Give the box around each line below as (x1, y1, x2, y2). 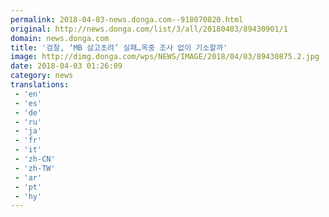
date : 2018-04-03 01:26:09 (10, 61, 123, 71)
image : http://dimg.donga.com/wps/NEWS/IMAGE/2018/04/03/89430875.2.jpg (10, 52, 320, 62)
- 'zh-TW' (14, 163, 56, 173)
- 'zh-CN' (14, 154, 56, 164)
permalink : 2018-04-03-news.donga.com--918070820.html (10, 14, 244, 25)
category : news (10, 71, 74, 81)
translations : (10, 80, 70, 90)
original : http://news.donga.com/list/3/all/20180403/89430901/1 (10, 24, 288, 34)
